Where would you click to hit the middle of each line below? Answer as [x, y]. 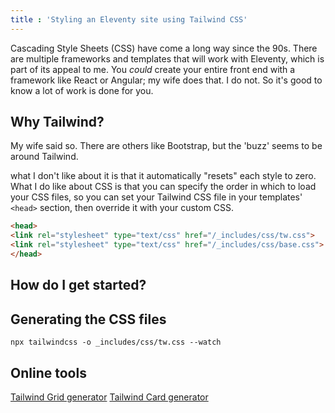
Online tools [48, 372]
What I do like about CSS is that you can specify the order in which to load [163, 187]
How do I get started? [78, 285]
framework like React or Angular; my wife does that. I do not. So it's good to [166, 80]
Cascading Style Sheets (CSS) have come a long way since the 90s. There [164, 48]
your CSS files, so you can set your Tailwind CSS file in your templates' [156, 197]
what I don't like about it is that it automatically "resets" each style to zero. [163, 176]
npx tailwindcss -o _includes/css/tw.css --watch [116, 342]
